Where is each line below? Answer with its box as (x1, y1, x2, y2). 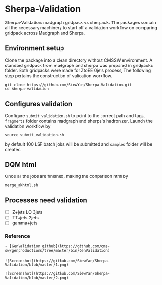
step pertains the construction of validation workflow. (5, 72, 112, 79)
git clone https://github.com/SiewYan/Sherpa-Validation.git (5, 82, 132, 87)
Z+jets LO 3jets (12, 209, 43, 215)
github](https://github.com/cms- (42, 243, 110, 249)
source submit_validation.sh (5, 132, 64, 137)
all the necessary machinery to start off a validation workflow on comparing (5, 24, 158, 30)
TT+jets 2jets (12, 215, 39, 220)
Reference (5, 233, 30, 240)
